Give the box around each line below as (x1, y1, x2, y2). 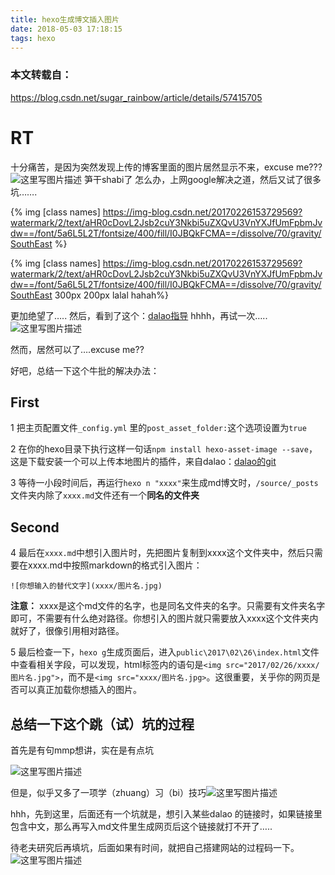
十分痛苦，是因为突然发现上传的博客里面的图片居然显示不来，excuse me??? (10, 161, 323, 173)
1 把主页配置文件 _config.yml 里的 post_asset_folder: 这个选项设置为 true (10, 422, 307, 434)
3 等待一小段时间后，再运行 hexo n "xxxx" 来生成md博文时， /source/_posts (10, 477, 319, 489)
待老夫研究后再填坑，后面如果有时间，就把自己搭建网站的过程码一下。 (10, 842, 300, 854)
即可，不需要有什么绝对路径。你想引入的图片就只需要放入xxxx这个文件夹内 (10, 612, 319, 625)
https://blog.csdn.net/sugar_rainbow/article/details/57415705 (10, 91, 263, 103)
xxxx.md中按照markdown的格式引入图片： (27, 559, 203, 571)
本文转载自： (10, 68, 73, 82)
